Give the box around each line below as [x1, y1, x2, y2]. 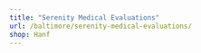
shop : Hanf [9, 30, 51, 39]
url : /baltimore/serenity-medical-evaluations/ [9, 22, 193, 31]
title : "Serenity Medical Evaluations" [9, 13, 160, 22]
